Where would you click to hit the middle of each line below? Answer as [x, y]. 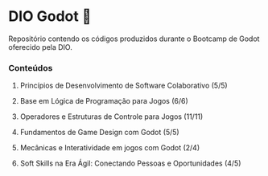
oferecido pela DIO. [40, 47]
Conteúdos [31, 68]
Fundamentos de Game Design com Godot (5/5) [99, 133]
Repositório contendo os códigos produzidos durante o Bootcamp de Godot [134, 39]
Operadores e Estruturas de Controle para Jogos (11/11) [111, 117]
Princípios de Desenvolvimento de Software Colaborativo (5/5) [124, 86]
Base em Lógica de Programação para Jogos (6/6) [104, 101]
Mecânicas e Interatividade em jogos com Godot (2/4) [110, 148]
